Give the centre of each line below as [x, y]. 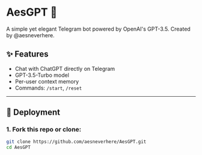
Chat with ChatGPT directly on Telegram [65, 68]
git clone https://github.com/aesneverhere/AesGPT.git [76, 142]
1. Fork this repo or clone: [44, 130]
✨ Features [27, 54]
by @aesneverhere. [31, 35]
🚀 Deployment [33, 113]
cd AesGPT [19, 147]
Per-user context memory [47, 81]
